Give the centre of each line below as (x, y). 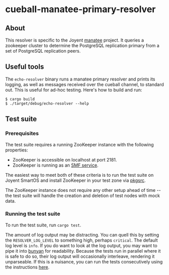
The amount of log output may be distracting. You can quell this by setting (82, 234)
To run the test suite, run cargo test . (43, 225)
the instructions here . (27, 267)
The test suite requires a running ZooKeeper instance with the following (79, 144)
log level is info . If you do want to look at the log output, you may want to (81, 245)
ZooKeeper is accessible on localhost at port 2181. (65, 160)
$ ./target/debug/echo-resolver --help (47, 103)
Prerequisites (22, 134)
